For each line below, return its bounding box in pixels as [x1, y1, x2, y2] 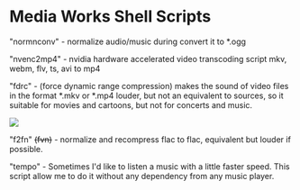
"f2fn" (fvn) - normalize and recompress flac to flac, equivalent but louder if [9, 133, 291, 145]
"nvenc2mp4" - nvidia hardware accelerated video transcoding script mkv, [9, 53, 287, 64]
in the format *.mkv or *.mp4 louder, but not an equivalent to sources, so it [9, 90, 284, 101]
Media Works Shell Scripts [9, 6, 212, 27]
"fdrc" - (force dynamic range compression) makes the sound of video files [9, 80, 289, 91]
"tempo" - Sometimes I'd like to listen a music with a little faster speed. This [9, 160, 290, 172]
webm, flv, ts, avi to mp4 [9, 63, 101, 74]
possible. [9, 143, 43, 154]
